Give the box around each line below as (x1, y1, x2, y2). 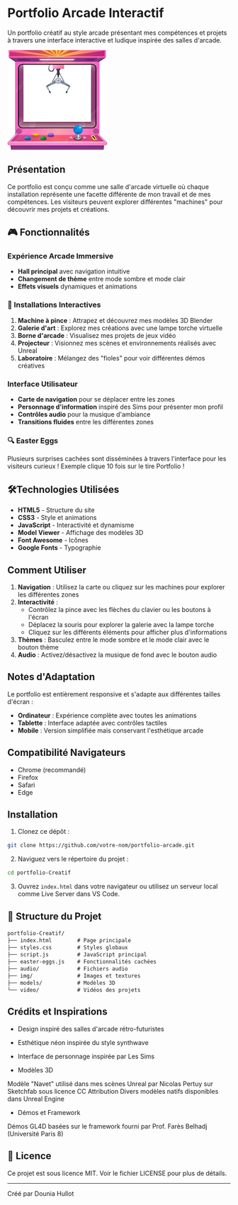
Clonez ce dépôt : (17, 827, 70, 836)
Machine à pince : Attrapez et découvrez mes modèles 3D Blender (17, 316, 213, 324)
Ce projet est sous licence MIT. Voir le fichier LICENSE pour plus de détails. (7, 1169, 227, 1177)
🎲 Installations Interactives (7, 300, 101, 310)
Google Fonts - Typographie (17, 543, 101, 552)
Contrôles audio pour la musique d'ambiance (17, 410, 151, 419)
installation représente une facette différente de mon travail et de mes (7, 190, 211, 198)
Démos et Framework (17, 1108, 81, 1116)
